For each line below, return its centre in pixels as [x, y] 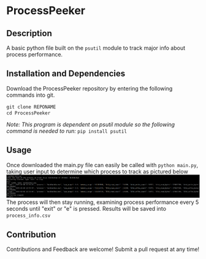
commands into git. [31, 95]
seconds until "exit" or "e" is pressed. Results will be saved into [86, 209]
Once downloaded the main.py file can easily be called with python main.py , [102, 165]
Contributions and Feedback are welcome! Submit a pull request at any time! [103, 249]
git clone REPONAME [31, 107]
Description [29, 33]
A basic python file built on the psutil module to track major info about [96, 48]
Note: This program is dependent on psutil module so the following [91, 124]
